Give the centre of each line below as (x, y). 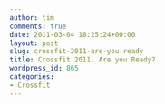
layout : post (34, 43)
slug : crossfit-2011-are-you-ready (77, 52)
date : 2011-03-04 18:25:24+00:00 (73, 34)
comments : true (38, 26)
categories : (32, 77)
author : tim (32, 18)
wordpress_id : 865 (44, 69)
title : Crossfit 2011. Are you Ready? (82, 60)
